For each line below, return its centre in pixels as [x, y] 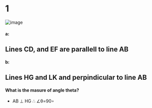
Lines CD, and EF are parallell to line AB [67, 49]
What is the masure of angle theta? [42, 90]
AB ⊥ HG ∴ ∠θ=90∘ [33, 101]
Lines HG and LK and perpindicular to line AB [76, 77]
